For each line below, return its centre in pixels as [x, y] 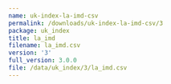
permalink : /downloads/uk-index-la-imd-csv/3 [85, 23]
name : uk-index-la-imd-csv [53, 16]
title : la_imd [32, 38]
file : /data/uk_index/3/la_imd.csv [68, 68]
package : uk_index [39, 30]
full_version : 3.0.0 [43, 61]
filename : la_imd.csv [45, 46]
